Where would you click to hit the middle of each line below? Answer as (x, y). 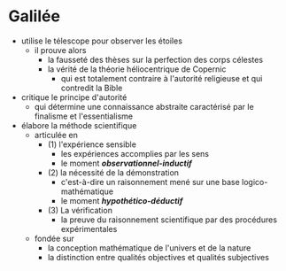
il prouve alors (60, 50)
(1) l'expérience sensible (92, 144)
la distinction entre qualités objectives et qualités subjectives (158, 257)
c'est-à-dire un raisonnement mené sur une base (150, 182)
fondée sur (54, 238)
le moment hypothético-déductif (122, 200)
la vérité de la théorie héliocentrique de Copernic (137, 69)
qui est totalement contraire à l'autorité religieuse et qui (162, 78)
